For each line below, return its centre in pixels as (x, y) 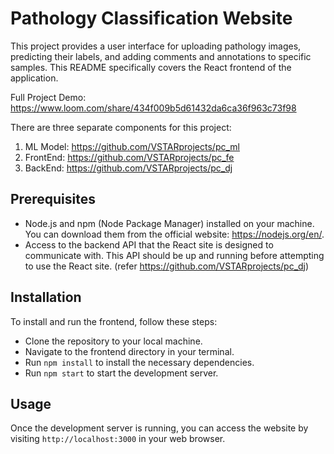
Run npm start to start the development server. (121, 373)
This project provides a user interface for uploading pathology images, (156, 46)
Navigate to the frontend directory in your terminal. (129, 351)
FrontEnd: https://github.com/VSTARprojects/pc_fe (129, 157)
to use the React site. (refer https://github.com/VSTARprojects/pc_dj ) (167, 266)
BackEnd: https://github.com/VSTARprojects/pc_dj (128, 168)
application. (34, 78)
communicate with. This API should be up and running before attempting (174, 255)
